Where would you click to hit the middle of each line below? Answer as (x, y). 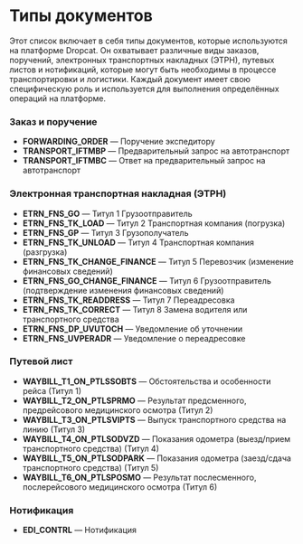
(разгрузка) (45, 252)
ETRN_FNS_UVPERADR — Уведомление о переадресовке (134, 338)
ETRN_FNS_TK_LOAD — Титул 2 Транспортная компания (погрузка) (154, 223)
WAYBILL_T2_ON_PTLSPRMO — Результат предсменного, (134, 400)
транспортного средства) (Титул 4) (91, 448)
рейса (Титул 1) (52, 390)
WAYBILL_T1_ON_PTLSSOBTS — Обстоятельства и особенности (147, 381)
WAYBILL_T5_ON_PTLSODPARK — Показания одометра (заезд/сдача (157, 458)
